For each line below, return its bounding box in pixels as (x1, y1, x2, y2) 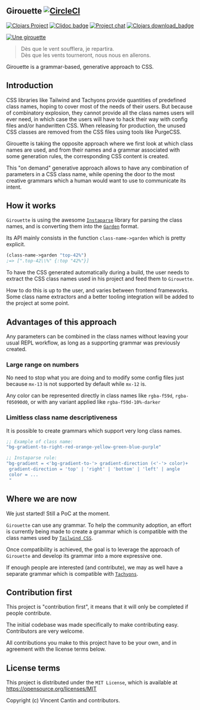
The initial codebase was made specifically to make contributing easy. (6, 621, 179, 629)
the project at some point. (6, 300, 70, 307)
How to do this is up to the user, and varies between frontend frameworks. (6, 287, 189, 294)
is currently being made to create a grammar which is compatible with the (6, 528, 188, 535)
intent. (6, 183, 22, 191)
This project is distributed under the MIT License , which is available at (6, 679, 178, 686)
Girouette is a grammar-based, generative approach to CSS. (6, 63, 154, 70)
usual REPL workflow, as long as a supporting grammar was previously (6, 339, 180, 346)
